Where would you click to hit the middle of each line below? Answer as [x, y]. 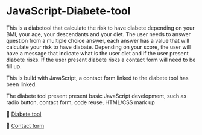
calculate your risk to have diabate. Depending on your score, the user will [99, 47]
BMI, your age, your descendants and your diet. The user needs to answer [99, 34]
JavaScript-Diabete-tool [68, 11]
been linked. [22, 84]
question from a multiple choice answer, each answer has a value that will [98, 40]
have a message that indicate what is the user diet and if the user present [97, 53]
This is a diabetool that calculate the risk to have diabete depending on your [100, 28]
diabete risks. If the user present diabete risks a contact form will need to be [101, 60]
